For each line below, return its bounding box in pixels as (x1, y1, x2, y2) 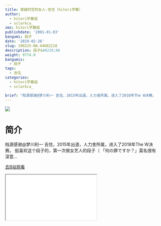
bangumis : (5, 57, 25, 62)
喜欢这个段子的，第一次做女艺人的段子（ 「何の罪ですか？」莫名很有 (18, 148, 156, 153)
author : (5, 12, 21, 17)
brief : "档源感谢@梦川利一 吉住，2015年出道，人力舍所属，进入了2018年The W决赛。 (5, 93, 156, 98)
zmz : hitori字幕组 (5, 25, 40, 30)
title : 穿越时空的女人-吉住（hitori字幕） (5, 7, 82, 12)
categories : (5, 75, 29, 80)
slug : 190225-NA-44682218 (5, 43, 57, 48)
